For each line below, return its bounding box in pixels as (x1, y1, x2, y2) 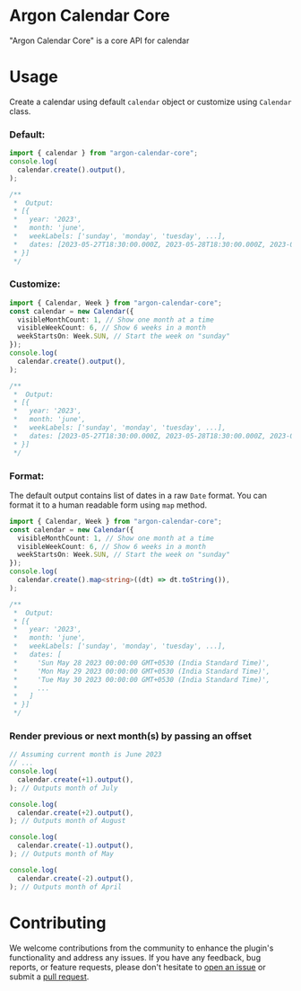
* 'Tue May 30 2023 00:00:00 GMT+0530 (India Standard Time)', (13, 675, 271, 684)
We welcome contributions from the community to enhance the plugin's (9, 942, 274, 953)
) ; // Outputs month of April (9, 882, 123, 891)
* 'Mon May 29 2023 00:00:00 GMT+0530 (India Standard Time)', (13, 667, 271, 676)
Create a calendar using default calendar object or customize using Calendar (9, 96, 292, 107)
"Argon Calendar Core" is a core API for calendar (9, 35, 190, 46)
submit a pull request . (9, 971, 90, 982)
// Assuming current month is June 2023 (9, 750, 163, 759)
